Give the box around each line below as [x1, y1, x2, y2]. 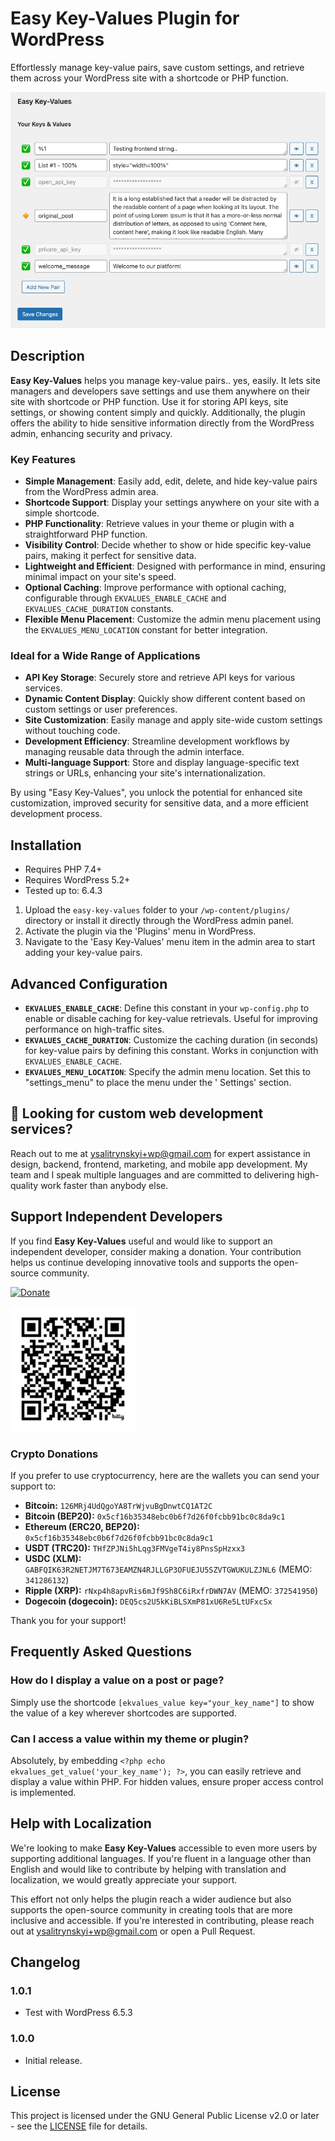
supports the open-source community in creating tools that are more [10, 1903, 293, 1916]
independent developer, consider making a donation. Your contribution [10, 1245, 302, 1257]
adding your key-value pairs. [24, 947, 143, 959]
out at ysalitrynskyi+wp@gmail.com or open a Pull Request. [10, 1925, 256, 1937]
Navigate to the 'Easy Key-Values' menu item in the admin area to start [24, 936, 316, 948]
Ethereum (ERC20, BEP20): [24, 1520, 140, 1532]
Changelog [10, 1954, 81, 1971]
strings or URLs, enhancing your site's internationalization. [24, 767, 266, 779]
